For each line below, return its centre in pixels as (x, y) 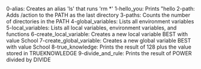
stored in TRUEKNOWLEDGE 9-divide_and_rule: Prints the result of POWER (99, 53)
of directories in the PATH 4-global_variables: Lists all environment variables (100, 21)
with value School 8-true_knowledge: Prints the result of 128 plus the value (99, 47)
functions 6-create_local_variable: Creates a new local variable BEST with (97, 34)
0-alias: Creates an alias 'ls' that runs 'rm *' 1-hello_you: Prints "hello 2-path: (100, 9)
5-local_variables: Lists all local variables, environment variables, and (91, 28)
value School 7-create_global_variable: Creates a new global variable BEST (99, 40)
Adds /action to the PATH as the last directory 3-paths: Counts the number (98, 15)
